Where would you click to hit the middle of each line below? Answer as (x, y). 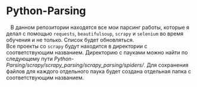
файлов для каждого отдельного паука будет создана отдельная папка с (99, 71)
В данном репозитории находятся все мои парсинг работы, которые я (100, 27)
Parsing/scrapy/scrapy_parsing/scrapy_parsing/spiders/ (75, 65)
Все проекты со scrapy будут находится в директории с (77, 46)
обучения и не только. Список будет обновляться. (70, 40)
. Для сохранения (166, 65)
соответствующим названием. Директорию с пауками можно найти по (97, 52)
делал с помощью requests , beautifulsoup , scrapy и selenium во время (95, 33)
